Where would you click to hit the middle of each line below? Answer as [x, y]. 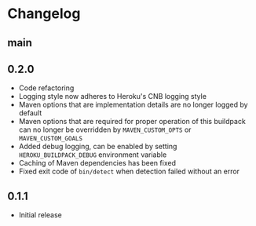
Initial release [40, 215]
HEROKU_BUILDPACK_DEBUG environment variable [93, 155]
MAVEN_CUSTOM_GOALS [51, 139]
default [30, 113]
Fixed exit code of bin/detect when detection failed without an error [129, 171]
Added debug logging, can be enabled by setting [98, 147]
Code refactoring [46, 88]
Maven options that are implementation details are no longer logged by [133, 105]
